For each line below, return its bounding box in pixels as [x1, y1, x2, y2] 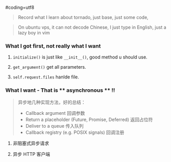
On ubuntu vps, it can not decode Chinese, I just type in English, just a [17, 24, 167, 30]
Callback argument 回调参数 [25, 110, 85, 116]
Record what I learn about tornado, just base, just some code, [17, 14, 149, 20]
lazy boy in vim [17, 30, 50, 35]
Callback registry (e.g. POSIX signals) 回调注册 [25, 129, 124, 135]
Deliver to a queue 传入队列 [25, 123, 84, 129]
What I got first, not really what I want [5, 42, 101, 49]
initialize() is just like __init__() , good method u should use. [12, 54, 148, 60]
